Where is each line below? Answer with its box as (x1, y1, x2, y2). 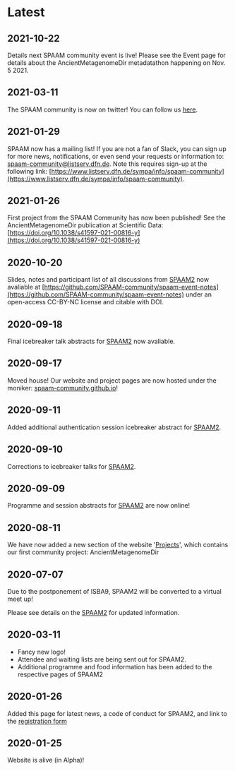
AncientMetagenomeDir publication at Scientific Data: (7, 221, 164, 229)
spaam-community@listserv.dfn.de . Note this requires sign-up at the (7, 160, 207, 168)
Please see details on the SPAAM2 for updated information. (7, 608, 180, 616)
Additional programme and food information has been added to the (17, 662, 212, 671)
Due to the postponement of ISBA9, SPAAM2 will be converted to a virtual (7, 587, 222, 595)
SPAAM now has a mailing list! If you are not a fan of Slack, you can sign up (7, 144, 227, 153)
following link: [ (7, 167, 52, 175)
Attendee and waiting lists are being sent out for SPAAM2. (17, 655, 186, 664)
